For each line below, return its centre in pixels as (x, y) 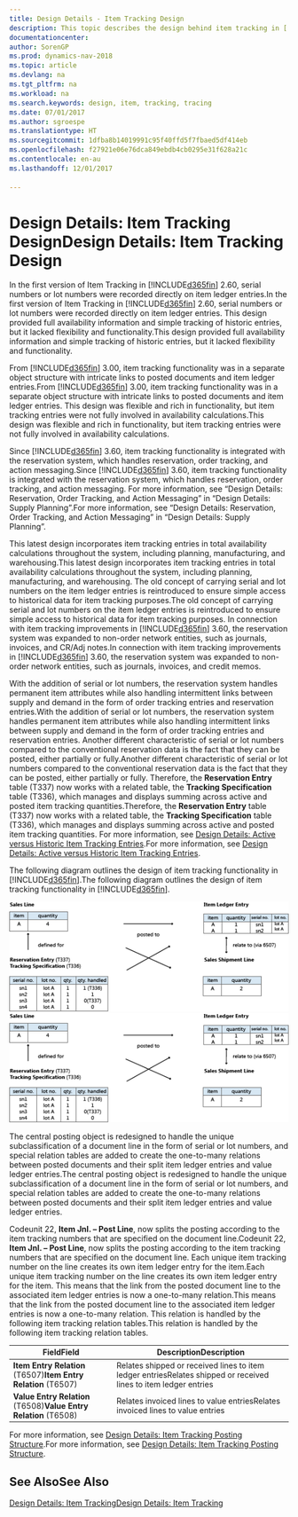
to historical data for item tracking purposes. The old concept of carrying (141, 601)
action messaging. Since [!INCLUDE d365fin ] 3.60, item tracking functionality (148, 470)
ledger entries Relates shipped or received (193, 1374)
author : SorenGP (39, 47)
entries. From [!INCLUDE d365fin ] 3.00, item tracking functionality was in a (144, 387)
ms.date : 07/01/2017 (47, 112)
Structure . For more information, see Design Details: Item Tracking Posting (144, 1444)
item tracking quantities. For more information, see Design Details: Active (143, 835)
